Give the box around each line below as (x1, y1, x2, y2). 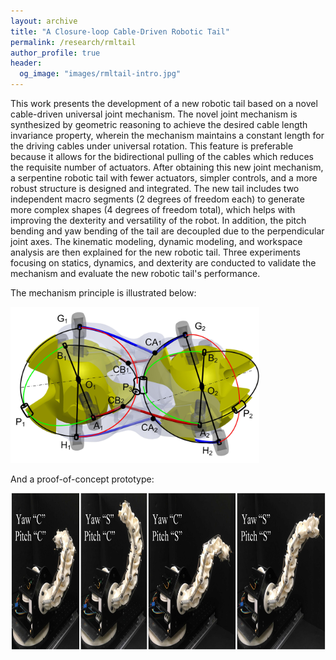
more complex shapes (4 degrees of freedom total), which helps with (10, 204, 296, 215)
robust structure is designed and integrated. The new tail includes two (10, 183, 300, 194)
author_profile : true (10, 48, 101, 58)
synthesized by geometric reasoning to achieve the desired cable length (10, 119, 308, 130)
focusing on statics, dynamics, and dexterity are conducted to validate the (10, 257, 317, 269)
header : (10, 58, 43, 69)
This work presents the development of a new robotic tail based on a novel (10, 98, 318, 109)
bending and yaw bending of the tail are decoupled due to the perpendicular (10, 225, 325, 237)
